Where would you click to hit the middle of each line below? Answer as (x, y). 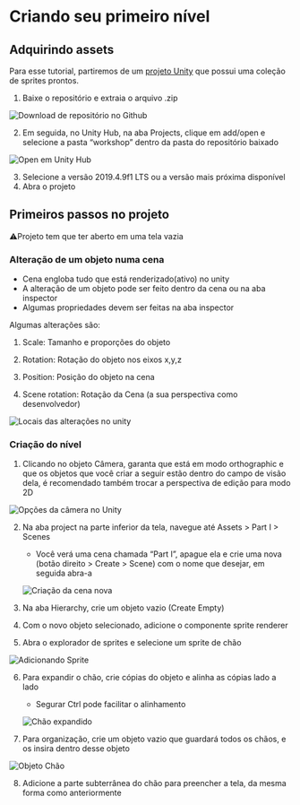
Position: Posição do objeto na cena (88, 377)
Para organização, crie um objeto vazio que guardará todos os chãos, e (154, 739)
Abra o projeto (49, 186)
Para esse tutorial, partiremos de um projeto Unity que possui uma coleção (148, 71)
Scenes (36, 537)
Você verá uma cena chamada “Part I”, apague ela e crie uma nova (159, 554)
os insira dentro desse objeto (76, 749)
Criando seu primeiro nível (110, 17)
